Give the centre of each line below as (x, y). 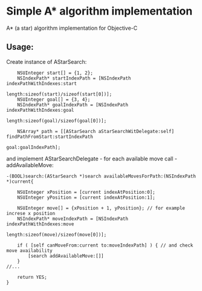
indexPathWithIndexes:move (40, 224)
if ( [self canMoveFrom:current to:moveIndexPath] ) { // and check (105, 245)
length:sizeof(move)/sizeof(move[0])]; (57, 235)
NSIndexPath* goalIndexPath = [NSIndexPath (73, 104)
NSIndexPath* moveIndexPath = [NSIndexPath (73, 219)
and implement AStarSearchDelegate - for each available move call (90, 159)
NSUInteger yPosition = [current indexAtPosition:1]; (86, 197)
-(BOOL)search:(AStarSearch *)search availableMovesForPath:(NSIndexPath (101, 176)
